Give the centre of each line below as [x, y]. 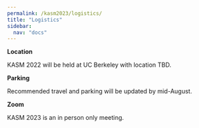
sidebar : [19, 26]
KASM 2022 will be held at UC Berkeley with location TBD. [89, 65]
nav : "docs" [30, 32]
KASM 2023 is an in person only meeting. [66, 118]
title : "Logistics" [35, 20]
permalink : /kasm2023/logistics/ [55, 13]
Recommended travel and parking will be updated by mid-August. [100, 91]
